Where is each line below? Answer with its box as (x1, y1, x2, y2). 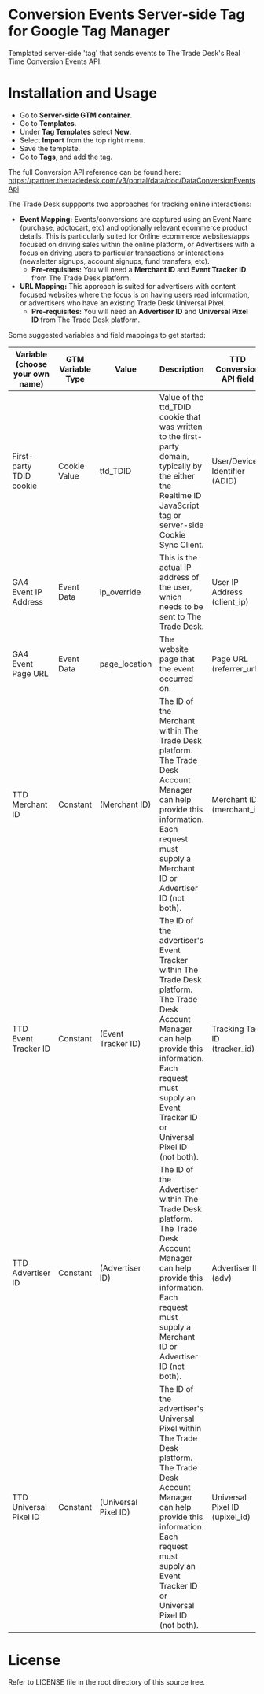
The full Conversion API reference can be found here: (8, 167, 181, 176)
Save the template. (19, 143, 81, 153)
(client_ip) (211, 596, 249, 607)
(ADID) (211, 475, 237, 486)
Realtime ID (159, 490, 202, 501)
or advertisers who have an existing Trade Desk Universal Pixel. (19, 298, 226, 308)
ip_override (99, 586, 141, 597)
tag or (159, 509, 182, 520)
